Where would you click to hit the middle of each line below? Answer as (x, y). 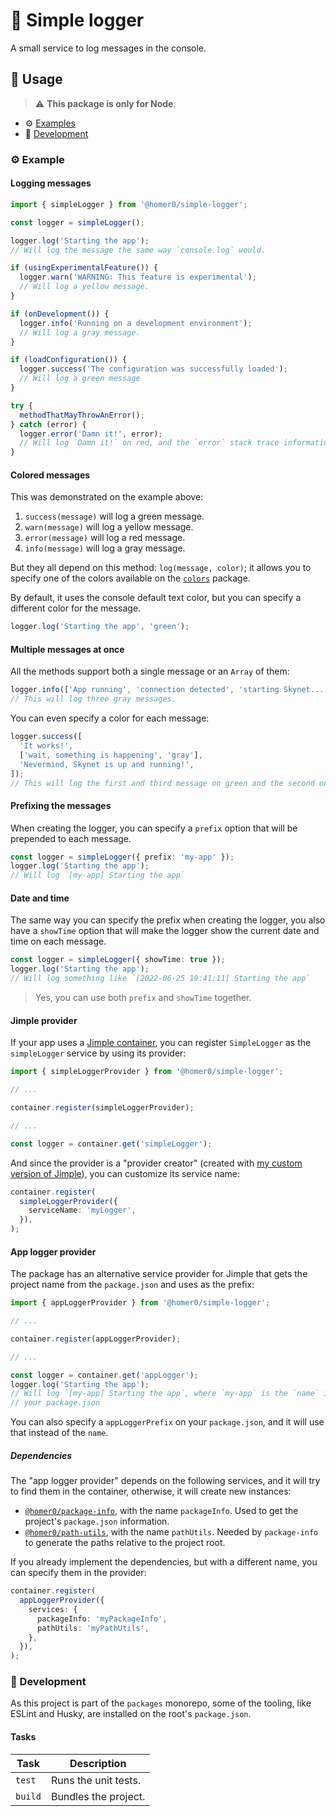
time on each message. (58, 941)
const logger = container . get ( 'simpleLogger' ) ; (111, 1144)
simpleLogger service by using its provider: (98, 1053)
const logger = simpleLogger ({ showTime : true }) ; (118, 960)
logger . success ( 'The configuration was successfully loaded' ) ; (153, 369)
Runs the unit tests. (96, 1780)
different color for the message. (76, 608)
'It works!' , (46, 746)
